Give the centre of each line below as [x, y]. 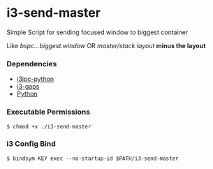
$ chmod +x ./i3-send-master [49, 126]
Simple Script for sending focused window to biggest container [97, 32]
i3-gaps [28, 87]
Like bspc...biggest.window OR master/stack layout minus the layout [106, 45]
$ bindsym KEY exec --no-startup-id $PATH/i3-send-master [93, 159]
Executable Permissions [49, 112]
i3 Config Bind [31, 144]
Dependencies [32, 64]
